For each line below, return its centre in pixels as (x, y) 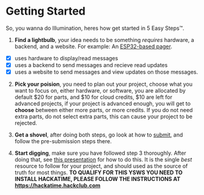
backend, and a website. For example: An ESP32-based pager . (93, 46)
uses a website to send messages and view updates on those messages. (106, 72)
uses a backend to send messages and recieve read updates (91, 65)
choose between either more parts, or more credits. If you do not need (104, 110)
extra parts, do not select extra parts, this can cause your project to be (104, 116)
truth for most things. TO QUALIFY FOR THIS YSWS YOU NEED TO (98, 172)
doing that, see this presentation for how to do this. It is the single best (103, 160)
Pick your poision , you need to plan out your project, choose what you (104, 84)
